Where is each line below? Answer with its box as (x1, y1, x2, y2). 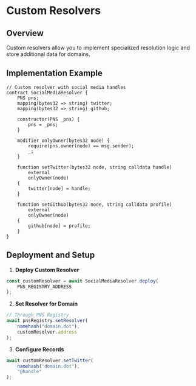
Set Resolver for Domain (15, 300, 78, 307)
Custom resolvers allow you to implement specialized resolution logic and (6, 44, 190, 51)
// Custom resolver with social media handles (6, 84, 126, 90)
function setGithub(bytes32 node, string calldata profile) (17, 202, 172, 208)
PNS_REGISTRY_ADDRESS (17, 284, 72, 290)
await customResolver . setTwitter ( (6, 357, 94, 363)
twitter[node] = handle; (28, 185, 91, 192)
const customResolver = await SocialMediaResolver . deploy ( (6, 278, 159, 284)
